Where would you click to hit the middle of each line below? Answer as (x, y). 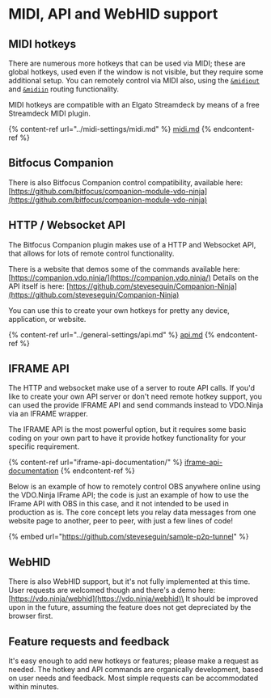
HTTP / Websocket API (67, 225)
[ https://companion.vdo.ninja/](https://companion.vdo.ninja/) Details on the (133, 277)
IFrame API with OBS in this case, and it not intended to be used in (119, 504)
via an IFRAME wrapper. (49, 414)
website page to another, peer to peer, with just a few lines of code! (121, 521)
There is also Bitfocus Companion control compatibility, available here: (126, 182)
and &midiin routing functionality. (64, 89)
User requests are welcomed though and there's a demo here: (112, 590)
